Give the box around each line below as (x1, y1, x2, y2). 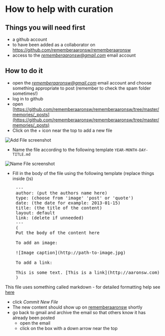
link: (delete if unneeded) (15, 215, 84, 221)
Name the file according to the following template (12, 147, 114, 153)
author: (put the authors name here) (15, 190, 108, 196)
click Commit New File (12, 299, 59, 305)
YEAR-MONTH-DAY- (114, 148, 148, 153)
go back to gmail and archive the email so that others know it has (12, 309, 146, 315)
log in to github (12, 95, 44, 101)
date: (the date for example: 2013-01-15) (15, 200, 121, 206)
